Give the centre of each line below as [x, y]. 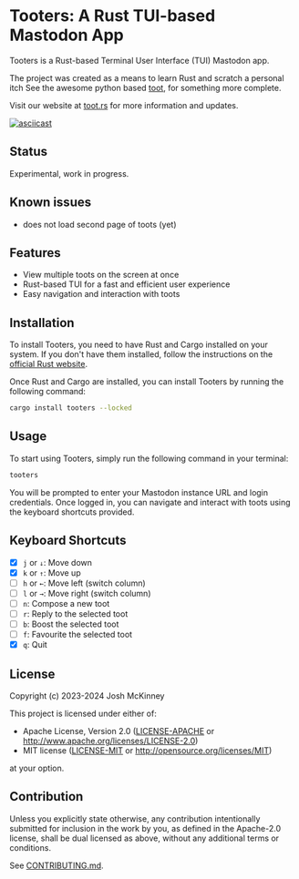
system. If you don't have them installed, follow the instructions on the [141, 354]
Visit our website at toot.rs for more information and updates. [124, 105]
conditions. [31, 847]
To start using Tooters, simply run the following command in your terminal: [149, 458]
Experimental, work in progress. [69, 173]
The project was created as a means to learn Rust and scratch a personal [147, 77]
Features [35, 253]
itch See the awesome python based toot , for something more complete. [145, 87]
